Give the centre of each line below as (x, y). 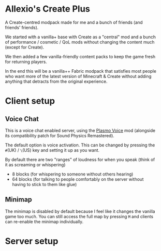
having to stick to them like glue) (44, 184)
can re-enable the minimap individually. (44, 221)
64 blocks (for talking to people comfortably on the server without (78, 179)
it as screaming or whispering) (35, 165)
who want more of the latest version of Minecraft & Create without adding (78, 76)
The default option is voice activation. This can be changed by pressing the (80, 145)
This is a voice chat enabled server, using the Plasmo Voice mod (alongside (80, 130)
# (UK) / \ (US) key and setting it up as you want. (52, 150)
